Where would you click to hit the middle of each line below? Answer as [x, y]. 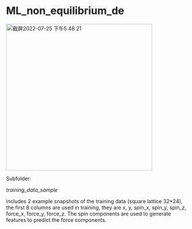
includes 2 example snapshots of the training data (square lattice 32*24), [94, 201]
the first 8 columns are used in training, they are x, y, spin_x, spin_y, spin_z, [96, 207]
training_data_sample [32, 190]
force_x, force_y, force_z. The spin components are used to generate [88, 213]
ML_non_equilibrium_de [65, 11]
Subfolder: [19, 178]
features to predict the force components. [56, 220]
